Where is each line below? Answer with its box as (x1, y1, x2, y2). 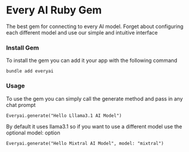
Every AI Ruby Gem (6, 4, 102, 17)
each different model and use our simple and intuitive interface (6, 29, 158, 36)
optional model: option (6, 129, 60, 136)
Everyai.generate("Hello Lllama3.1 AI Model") (6, 112, 122, 119)
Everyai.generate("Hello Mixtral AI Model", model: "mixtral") (6, 140, 164, 146)
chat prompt (6, 101, 36, 108)
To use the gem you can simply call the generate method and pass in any (6, 95, 183, 102)
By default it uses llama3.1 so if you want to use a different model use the (6, 123, 183, 130)
